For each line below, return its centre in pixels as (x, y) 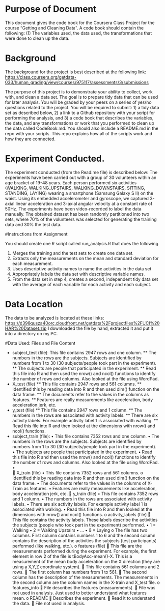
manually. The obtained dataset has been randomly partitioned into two (77, 214)
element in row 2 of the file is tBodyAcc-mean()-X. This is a (72, 556)
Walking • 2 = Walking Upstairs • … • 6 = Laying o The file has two (80, 530)
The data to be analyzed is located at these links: (55, 318)
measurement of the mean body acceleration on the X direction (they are (86, 561)
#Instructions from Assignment (36, 234)
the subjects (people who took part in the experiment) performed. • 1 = (84, 525)
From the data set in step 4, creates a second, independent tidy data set (85, 279)
